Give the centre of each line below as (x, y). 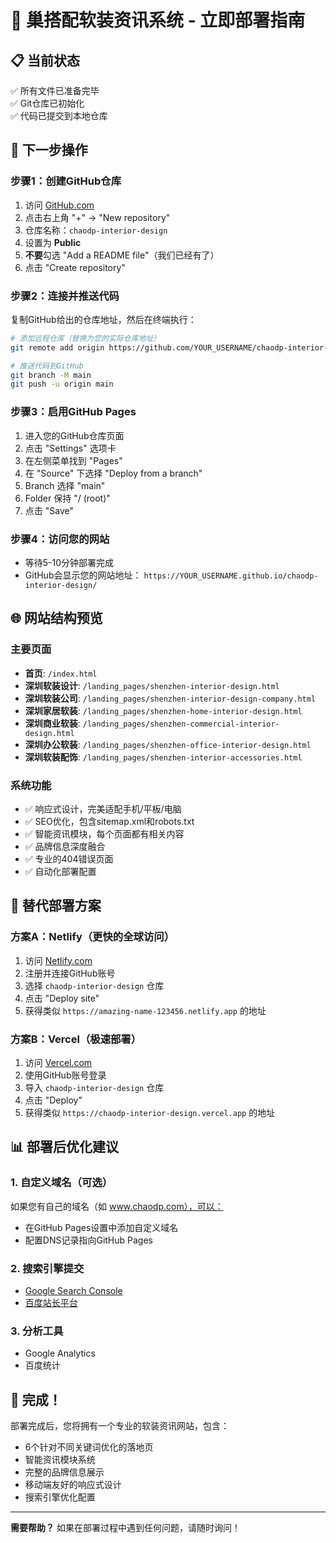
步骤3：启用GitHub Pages (73, 412)
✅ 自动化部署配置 (60, 871)
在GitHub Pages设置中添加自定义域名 (101, 1227)
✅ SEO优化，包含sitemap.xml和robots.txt (109, 821)
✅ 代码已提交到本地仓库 (59, 115)
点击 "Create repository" (75, 267)
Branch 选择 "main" (65, 485)
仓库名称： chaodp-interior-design (96, 230)
